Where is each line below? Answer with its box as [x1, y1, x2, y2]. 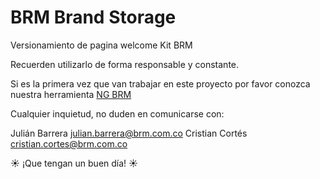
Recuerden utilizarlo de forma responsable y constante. [10, 58, 240, 70]
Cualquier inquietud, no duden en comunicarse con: [10, 107, 225, 120]
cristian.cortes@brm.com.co [10, 137, 128, 150]
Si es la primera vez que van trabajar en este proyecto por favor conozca [10, 77, 311, 90]
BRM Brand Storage [10, 6, 177, 29]
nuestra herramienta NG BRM [10, 88, 132, 100]
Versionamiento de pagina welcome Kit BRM [10, 39, 193, 51]
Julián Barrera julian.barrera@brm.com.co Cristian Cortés [10, 127, 248, 139]
